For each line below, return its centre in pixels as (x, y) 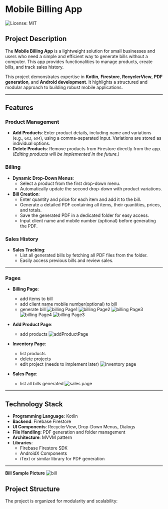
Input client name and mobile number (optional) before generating (88, 220)
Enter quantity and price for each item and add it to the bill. (80, 199)
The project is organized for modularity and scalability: (61, 501)
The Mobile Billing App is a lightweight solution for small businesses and (80, 51)
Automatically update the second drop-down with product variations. (91, 188)
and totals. (31, 210)
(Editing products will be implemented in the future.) (66, 154)
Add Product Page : (32, 325)
